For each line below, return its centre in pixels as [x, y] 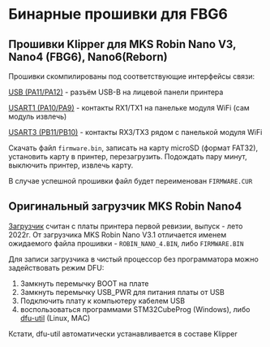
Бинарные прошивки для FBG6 [118, 14]
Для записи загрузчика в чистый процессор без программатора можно [134, 259]
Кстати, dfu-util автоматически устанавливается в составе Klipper [123, 333]
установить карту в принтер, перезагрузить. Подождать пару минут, [128, 156]
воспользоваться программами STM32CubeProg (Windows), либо [135, 309]
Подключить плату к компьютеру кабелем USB [102, 301]
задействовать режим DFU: [56, 267]
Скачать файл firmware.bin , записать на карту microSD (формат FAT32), [133, 148]
